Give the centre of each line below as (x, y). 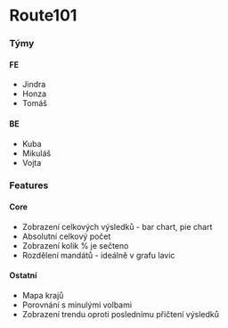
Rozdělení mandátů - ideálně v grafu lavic (98, 255)
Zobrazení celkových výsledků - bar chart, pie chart (117, 226)
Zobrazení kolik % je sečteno (75, 245)
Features (29, 185)
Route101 (43, 16)
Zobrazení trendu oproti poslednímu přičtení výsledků (121, 314)
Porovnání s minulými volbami (77, 305)
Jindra (34, 85)
